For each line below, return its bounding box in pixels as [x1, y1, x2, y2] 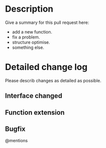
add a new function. [12, 29, 53, 35]
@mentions [5, 138, 28, 144]
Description [5, 3, 53, 15]
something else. [12, 44, 45, 50]
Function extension [5, 108, 65, 116]
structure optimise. [12, 39, 50, 45]
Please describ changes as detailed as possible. [5, 77, 102, 83]
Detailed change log [5, 62, 88, 73]
